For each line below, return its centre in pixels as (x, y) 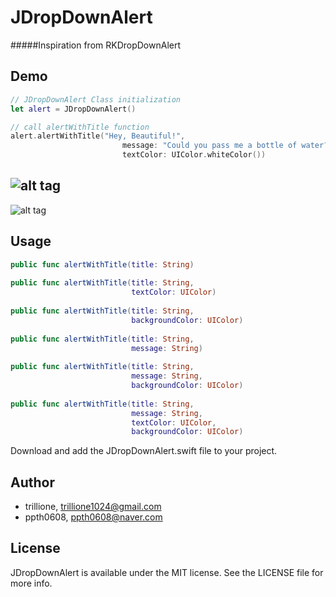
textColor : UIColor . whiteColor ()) (194, 155)
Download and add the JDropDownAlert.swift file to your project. (144, 451)
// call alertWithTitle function (80, 127)
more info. (31, 583)
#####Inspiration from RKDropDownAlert (96, 45)
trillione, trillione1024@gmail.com (93, 507)
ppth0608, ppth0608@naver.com (93, 517)
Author (32, 482)
